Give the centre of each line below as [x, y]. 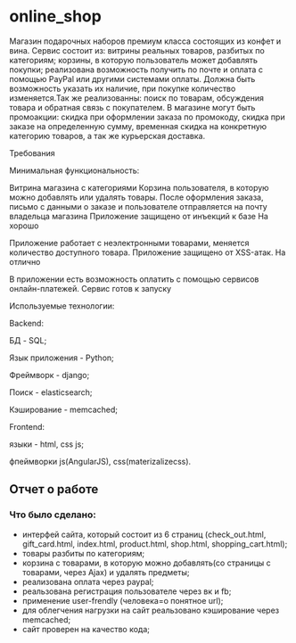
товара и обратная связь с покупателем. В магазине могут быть [132, 107]
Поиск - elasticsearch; [51, 392]
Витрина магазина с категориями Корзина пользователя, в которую [139, 187]
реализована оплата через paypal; [88, 581]
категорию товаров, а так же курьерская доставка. [107, 136]
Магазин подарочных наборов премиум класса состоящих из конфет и [145, 41]
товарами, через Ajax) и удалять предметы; [106, 572]
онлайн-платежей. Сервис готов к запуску [90, 288]
